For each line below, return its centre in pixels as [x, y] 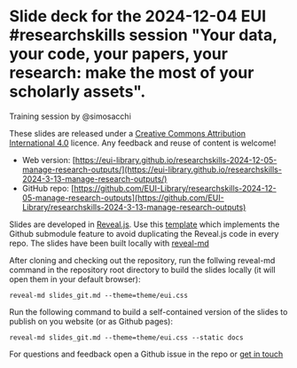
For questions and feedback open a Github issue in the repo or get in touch [146, 354]
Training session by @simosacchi [70, 116]
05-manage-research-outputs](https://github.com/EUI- [123, 198]
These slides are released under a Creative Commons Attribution [128, 133]
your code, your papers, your [119, 54]
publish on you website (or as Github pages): [91, 321]
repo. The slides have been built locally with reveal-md [109, 243]
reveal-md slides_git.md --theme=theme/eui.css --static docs [126, 337]
